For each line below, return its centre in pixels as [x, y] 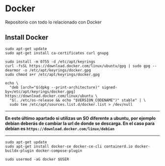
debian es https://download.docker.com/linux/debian [60, 128]
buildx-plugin [20, 151]
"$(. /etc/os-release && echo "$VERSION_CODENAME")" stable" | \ [78, 100]
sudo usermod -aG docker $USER [37, 159]
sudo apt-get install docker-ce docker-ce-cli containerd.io [69, 146]
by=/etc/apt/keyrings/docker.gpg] [41, 92]
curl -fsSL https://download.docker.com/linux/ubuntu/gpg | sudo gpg [78, 66]
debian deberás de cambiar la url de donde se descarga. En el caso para [80, 123]
